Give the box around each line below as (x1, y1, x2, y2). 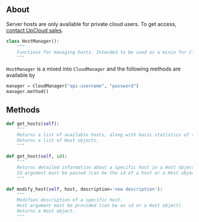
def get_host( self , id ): (6, 153, 68, 159)
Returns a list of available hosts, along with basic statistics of (17, 131, 190, 138)
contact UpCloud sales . (6, 27, 63, 34)
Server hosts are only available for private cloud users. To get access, (6, 20, 176, 27)
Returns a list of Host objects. (17, 137, 99, 143)
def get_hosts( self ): (6, 121, 60, 127)
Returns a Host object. (17, 208, 76, 214)
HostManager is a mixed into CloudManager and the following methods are (6, 65, 181, 73)
